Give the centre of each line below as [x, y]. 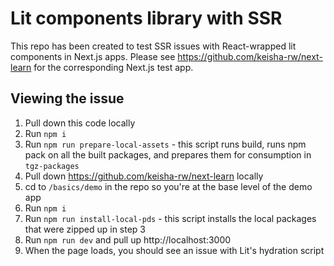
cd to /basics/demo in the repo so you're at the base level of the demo [168, 186]
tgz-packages [52, 166]
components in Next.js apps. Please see [93, 56]
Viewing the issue [67, 98]
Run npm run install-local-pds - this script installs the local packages [170, 218]
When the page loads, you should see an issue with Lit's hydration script [174, 250]
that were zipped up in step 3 [85, 229]
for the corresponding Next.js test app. [113, 67]
